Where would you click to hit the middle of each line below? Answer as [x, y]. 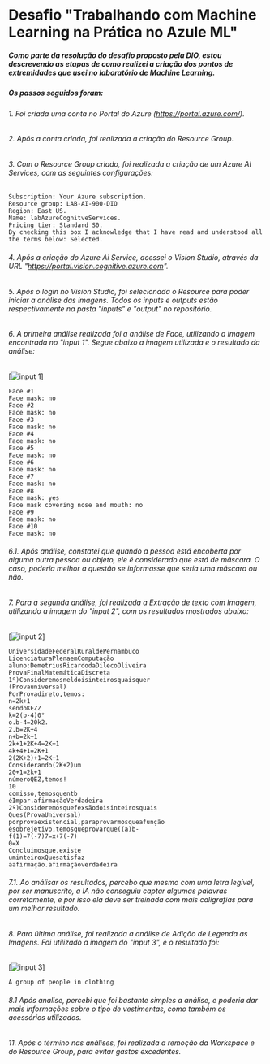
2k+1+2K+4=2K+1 [34, 744]
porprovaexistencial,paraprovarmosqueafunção [86, 822]
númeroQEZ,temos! [38, 779]
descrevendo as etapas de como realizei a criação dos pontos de [121, 63]
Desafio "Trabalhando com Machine [133, 15]
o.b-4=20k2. [28, 722]
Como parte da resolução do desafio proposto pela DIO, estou [115, 55]
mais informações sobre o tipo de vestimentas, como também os [117, 1009]
